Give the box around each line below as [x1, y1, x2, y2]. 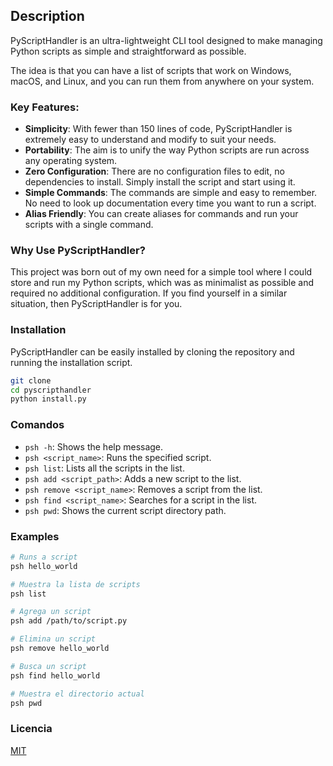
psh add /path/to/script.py [10, 616, 128, 626]
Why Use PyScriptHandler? [10, 244, 146, 258]
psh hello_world [10, 561, 78, 571]
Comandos [10, 418, 65, 432]
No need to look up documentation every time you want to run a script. [24, 197, 317, 209]
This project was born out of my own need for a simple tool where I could [10, 266, 313, 278]
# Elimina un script [10, 634, 97, 644]
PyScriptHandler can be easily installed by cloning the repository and [10, 345, 295, 358]
